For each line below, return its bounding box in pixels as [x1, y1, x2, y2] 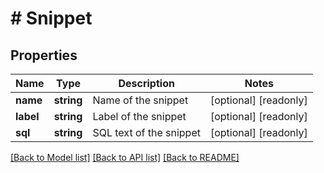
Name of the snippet [92, 93, 189, 107]
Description [118, 77, 175, 90]
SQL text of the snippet [92, 126, 201, 139]
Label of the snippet [92, 110, 187, 123]
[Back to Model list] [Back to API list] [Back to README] [10, 152, 240, 163]
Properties [10, 47, 78, 64]
